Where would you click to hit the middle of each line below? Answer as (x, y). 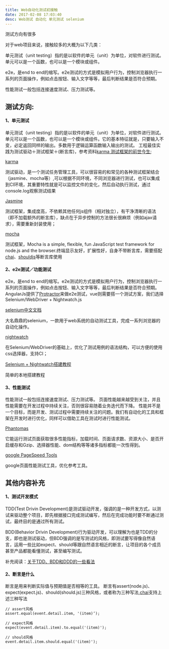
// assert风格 (19, 609)
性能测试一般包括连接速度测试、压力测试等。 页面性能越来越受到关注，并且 (83, 400)
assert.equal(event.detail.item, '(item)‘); (53, 614)
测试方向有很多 (21, 34)
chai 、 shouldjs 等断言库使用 (34, 256)
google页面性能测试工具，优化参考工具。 (48, 466)
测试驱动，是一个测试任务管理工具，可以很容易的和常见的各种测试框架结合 (82, 172)
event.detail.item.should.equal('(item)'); (52, 642)
